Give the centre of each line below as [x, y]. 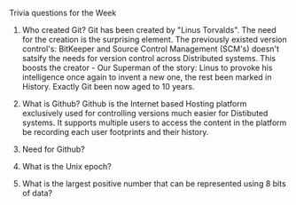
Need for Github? [54, 149]
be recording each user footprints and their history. [115, 132]
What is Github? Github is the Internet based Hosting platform [134, 104]
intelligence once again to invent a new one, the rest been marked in [147, 77]
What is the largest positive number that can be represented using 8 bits [154, 184]
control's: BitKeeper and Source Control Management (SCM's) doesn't [151, 49]
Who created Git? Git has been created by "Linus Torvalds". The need [149, 30]
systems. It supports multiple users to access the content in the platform [154, 122]
